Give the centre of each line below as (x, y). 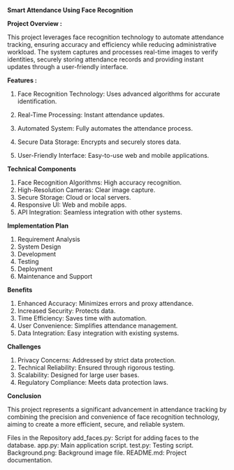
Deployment (35, 269)
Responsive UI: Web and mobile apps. (72, 205)
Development (37, 254)
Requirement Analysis (49, 239)
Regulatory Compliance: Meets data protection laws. (93, 382)
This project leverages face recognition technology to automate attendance (116, 37)
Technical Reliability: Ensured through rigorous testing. (96, 367)
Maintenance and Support (55, 276)
